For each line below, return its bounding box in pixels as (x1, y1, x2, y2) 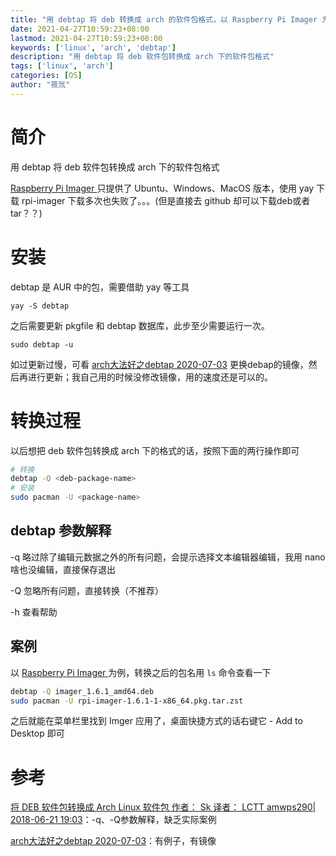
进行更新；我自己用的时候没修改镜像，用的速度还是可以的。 (27, 371, 273, 383)
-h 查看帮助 (10, 606, 58, 618)
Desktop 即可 (10, 727, 65, 740)
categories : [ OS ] (10, 71, 83, 81)
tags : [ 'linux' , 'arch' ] (10, 61, 114, 71)
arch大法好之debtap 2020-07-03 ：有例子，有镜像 (10, 835, 217, 847)
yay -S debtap (10, 301, 70, 311)
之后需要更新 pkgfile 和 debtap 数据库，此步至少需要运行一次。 (10, 319, 270, 331)
